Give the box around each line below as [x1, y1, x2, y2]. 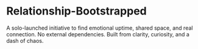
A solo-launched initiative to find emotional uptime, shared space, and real [6, 24, 193, 31]
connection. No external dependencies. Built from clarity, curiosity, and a [6, 30, 190, 38]
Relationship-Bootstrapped [6, 4, 147, 18]
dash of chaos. [6, 37, 44, 44]
